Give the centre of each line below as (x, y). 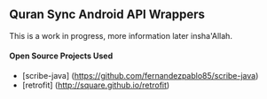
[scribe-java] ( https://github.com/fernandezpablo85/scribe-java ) (140, 76)
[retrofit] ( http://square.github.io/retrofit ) (96, 85)
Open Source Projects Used (61, 56)
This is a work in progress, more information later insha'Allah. (121, 35)
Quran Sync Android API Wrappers (107, 15)
